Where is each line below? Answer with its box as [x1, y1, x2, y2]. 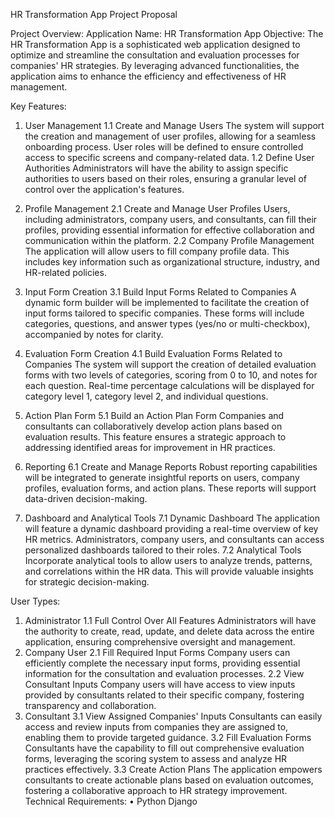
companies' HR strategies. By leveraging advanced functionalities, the [10, 60, 300, 71]
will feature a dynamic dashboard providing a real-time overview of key [24, 523, 319, 534]
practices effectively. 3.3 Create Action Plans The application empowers [24, 764, 323, 775]
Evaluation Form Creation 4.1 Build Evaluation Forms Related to [24, 348, 283, 359]
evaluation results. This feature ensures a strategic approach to [24, 431, 287, 443]
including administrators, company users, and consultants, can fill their [24, 214, 318, 225]
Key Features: [10, 100, 67, 112]
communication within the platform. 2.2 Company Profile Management [24, 235, 315, 246]
